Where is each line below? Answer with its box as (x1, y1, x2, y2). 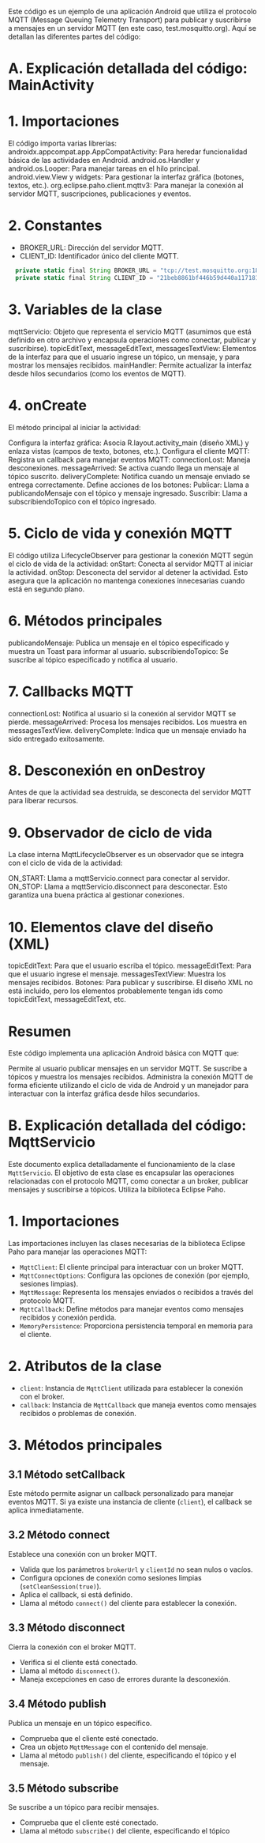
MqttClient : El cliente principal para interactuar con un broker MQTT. (19, 1263, 244, 1272)
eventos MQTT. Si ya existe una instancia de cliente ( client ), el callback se (8, 1497, 252, 1507)
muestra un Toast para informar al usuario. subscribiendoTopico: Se (8, 646, 229, 655)
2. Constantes (8, 217, 103, 235)
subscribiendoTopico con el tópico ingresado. (8, 497, 157, 506)
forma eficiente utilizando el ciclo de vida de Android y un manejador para (8, 1081, 249, 1090)
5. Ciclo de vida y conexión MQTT (8, 524, 233, 542)
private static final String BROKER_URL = (15, 266, 157, 275)
